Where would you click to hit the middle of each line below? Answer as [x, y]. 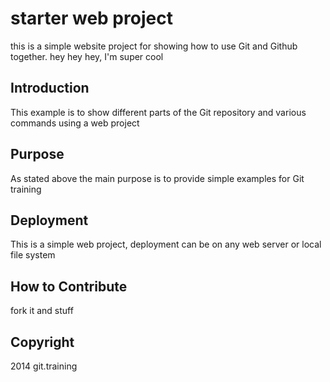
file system [33, 255]
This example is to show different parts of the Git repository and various [158, 112]
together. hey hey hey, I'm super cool [87, 56]
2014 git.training [44, 366]
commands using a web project [75, 123]
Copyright [42, 342]
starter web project [91, 18]
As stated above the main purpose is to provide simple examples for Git [157, 178]
